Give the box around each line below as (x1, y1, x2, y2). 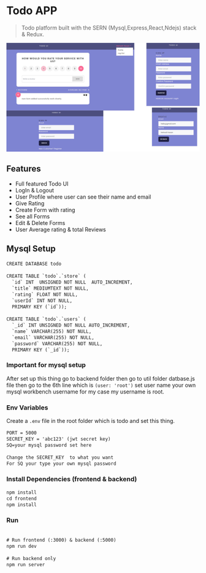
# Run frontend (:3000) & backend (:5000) (6, 537, 116, 543)
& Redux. (21, 30, 45, 38)
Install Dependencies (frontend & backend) (6, 475, 137, 483)
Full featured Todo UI (15, 180, 69, 188)
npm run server (6, 561, 45, 567)
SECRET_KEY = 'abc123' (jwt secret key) (6, 436, 112, 443)
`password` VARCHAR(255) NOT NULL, (12, 341, 103, 347)
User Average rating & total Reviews (15, 226, 106, 233)
